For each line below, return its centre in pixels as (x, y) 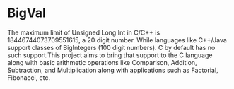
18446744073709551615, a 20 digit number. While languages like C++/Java (117, 40)
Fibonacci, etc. (29, 77)
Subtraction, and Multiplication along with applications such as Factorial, (113, 70)
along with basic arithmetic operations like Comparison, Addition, (102, 62)
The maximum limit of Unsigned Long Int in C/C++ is (84, 32)
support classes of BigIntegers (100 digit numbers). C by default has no (111, 47)
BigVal (27, 13)
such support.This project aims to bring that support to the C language (110, 55)
